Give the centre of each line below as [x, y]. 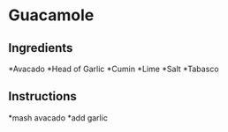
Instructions [42, 96]
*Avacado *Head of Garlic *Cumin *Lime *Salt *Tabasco [114, 69]
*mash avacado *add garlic [58, 117]
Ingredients [41, 48]
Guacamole [51, 15]
